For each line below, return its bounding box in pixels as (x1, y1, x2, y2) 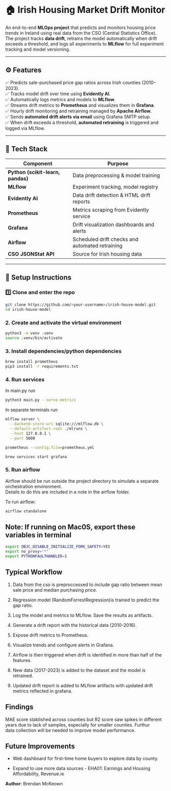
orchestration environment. (5, 483, 63, 489)
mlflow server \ (5, 417, 40, 422)
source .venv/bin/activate (5, 335, 63, 341)
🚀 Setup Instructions (5, 273, 72, 282)
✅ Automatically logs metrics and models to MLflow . (5, 96, 116, 102)
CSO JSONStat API (8, 250, 54, 257)
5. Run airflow (5, 466, 41, 473)
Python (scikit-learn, (8, 168, 60, 175)
